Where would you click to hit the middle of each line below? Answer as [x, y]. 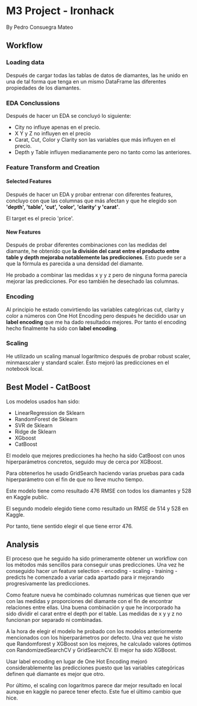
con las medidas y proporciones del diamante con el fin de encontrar [90, 601]
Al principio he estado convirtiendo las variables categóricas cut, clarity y [95, 309]
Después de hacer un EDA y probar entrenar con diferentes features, [89, 195]
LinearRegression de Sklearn [50, 412]
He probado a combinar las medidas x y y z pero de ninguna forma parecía [97, 275]
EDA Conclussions [33, 103]
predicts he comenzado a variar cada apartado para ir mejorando [85, 577]
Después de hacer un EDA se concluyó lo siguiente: [69, 115]
